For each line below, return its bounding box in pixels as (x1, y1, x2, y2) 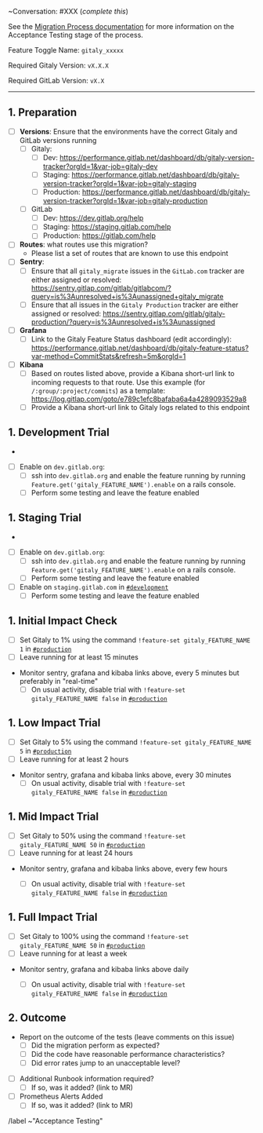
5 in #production (19, 746, 72, 755)
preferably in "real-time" (19, 677, 99, 685)
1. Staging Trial (8, 511, 82, 524)
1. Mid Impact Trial (8, 810, 99, 824)
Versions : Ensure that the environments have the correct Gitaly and (19, 126, 238, 136)
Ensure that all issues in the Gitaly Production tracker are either (31, 300, 239, 309)
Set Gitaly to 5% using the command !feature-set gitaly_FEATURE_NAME (19, 737, 252, 747)
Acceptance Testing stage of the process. (8, 31, 143, 39)
